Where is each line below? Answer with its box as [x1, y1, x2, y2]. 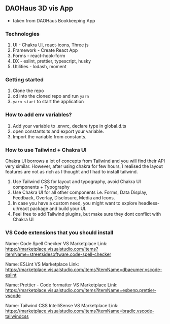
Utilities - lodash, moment [12, 64, 67, 70]
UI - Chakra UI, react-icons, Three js [12, 42, 89, 48]
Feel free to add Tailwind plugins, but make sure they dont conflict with [12, 211, 161, 217]
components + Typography [12, 184, 70, 190]
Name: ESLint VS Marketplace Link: [5, 261, 80, 268]
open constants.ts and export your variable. [12, 128, 104, 134]
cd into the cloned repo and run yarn [12, 93, 89, 99]
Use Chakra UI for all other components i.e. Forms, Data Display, [12, 189, 148, 195]
